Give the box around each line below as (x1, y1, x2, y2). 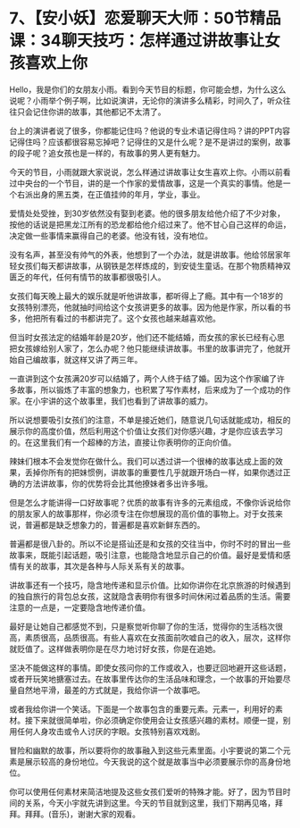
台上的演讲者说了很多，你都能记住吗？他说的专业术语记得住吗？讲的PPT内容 (9, 125, 290, 136)
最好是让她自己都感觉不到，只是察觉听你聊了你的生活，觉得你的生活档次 (9, 621, 275, 631)
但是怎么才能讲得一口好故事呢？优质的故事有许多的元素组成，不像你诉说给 (9, 497, 283, 507)
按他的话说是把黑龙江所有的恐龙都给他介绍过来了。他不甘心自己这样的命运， (9, 219, 291, 230)
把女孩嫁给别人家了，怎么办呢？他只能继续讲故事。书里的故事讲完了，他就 (9, 343, 283, 354)
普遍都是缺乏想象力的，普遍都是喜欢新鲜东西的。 (24, 519, 205, 530)
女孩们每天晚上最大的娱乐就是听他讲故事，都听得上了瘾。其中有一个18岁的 (9, 290, 284, 301)
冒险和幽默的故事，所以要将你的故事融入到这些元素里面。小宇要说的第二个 (9, 745, 283, 756)
